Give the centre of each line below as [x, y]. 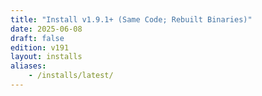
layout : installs [46, 57]
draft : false [37, 38]
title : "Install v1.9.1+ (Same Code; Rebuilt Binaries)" [131, 19]
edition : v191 [40, 47]
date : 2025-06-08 [46, 29]
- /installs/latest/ [71, 76]
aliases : [28, 66]
